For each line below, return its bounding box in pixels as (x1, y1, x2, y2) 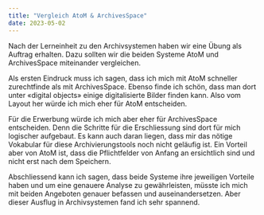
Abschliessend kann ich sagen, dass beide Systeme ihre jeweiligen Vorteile (8, 172, 254, 182)
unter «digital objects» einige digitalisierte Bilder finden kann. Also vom (8, 90, 241, 100)
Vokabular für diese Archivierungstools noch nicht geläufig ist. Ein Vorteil (8, 139, 248, 149)
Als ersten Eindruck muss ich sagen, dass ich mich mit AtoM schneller (8, 73, 238, 83)
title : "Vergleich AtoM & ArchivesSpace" (8, 11, 148, 20)
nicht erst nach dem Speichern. (8, 156, 111, 166)
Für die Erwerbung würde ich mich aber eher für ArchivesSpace (8, 114, 218, 123)
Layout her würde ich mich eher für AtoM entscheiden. (8, 99, 188, 108)
